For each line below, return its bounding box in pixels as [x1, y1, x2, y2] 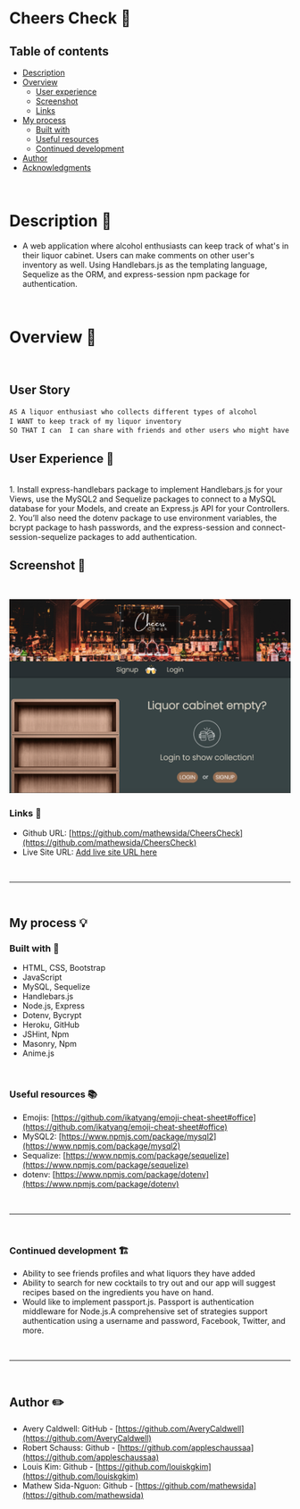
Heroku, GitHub [21, 1019, 80, 1031]
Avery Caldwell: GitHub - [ [21, 1423, 119, 1434]
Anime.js [21, 1048, 55, 1058]
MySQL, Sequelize [21, 982, 91, 992]
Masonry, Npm [21, 1039, 78, 1050]
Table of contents [9, 44, 109, 59]
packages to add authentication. [78, 532, 197, 543]
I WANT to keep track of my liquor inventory [9, 417, 181, 426]
